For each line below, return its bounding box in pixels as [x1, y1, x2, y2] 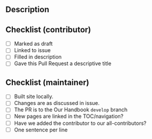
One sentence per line [13, 126, 68, 133]
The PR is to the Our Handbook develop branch [13, 106, 128, 113]
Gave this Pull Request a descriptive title [13, 60, 112, 67]
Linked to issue [13, 47, 51, 54]
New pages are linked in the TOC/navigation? [13, 113, 124, 120]
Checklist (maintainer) [5, 77, 89, 87]
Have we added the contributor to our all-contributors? [13, 120, 147, 127]
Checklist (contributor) [5, 25, 92, 35]
